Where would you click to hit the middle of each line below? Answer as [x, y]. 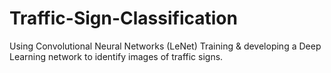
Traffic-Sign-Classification [123, 18]
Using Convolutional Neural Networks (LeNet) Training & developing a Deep [165, 46]
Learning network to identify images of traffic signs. [116, 56]
